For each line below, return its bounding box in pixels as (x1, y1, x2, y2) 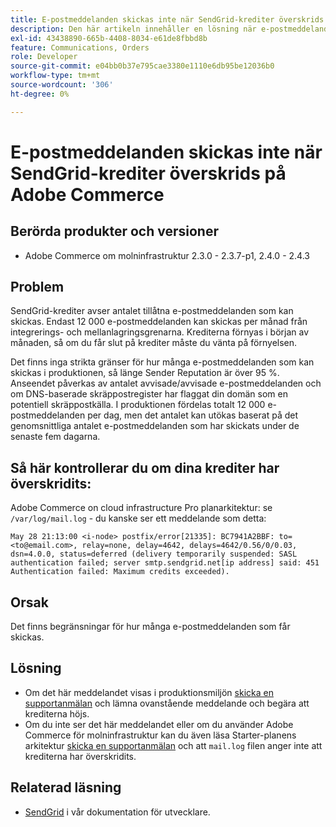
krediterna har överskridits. (24, 750, 137, 762)
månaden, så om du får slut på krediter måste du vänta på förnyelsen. (10, 337, 298, 349)
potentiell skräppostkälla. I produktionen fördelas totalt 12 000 (10, 399, 266, 411)
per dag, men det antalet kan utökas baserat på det (87, 409, 299, 421)
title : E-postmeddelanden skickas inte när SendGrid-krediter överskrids (10, 14, 325, 25)
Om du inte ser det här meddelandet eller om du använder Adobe (24, 718, 294, 730)
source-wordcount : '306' (10, 80, 114, 90)
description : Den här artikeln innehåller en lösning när (10, 24, 257, 34)
